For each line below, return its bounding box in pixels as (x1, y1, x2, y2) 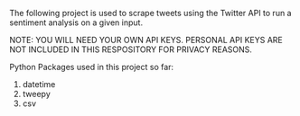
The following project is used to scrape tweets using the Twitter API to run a (9, 8, 292, 18)
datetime (22, 79, 56, 89)
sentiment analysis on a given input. (9, 17, 143, 28)
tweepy (22, 89, 52, 99)
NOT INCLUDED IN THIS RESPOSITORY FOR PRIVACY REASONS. (9, 44, 253, 55)
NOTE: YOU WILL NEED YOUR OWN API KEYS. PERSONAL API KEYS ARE (9, 35, 283, 45)
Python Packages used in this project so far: (9, 62, 174, 72)
